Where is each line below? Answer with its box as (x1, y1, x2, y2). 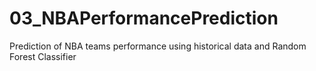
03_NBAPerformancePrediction (9, 7, 279, 30)
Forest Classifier (9, 50, 77, 62)
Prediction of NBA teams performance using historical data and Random (9, 40, 307, 52)
